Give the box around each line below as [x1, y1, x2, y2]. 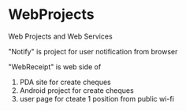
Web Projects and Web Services [8, 31, 113, 41]
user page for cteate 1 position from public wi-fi [19, 94, 175, 103]
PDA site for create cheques [19, 77, 112, 87]
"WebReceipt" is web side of [8, 61, 102, 72]
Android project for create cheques [19, 85, 134, 95]
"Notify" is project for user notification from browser [8, 46, 178, 56]
